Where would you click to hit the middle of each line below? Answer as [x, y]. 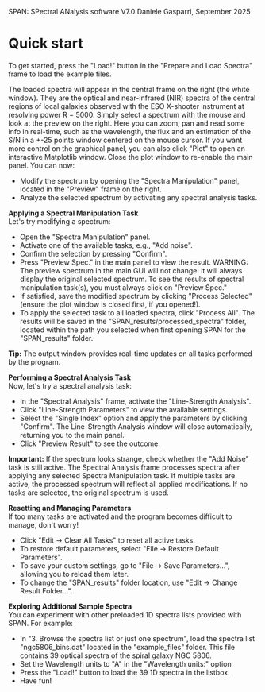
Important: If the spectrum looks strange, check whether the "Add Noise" [129, 458]
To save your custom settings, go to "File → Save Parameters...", [125, 565]
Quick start [46, 44]
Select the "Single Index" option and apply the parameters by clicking [133, 418]
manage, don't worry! [44, 524]
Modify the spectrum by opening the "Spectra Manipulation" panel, [129, 180]
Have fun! [36, 680]
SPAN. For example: [41, 623]
